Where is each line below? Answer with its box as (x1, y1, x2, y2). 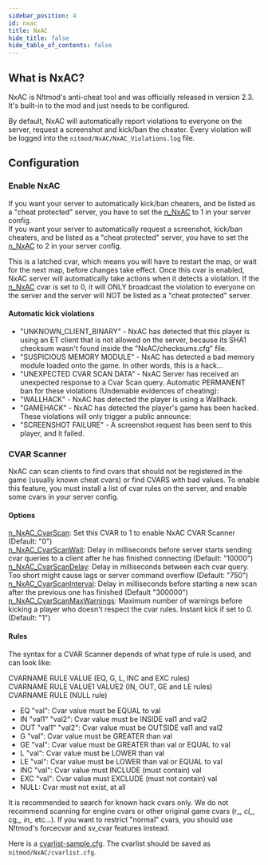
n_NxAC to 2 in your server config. (8, 241, 122, 250)
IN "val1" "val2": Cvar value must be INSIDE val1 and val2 (19, 714, 207, 723)
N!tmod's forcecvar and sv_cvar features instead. (8, 823, 170, 832)
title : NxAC (8, 26, 48, 34)
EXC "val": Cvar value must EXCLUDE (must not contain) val (19, 773, 218, 783)
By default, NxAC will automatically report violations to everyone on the (8, 116, 242, 126)
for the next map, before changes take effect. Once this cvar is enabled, (8, 265, 245, 274)
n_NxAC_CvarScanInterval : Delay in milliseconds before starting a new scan (8, 579, 258, 588)
